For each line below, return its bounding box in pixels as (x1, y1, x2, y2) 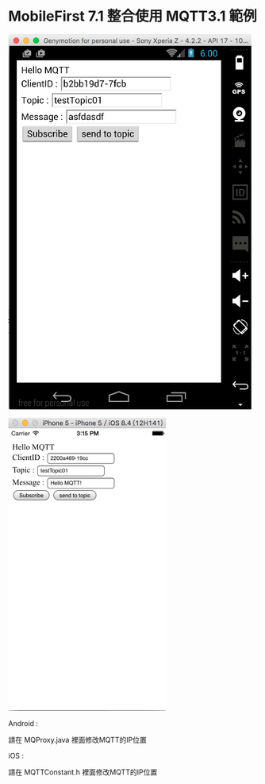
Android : (8, 718, 38, 728)
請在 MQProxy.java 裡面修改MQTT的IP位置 (8, 735, 147, 744)
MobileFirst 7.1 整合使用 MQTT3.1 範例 (8, 7, 258, 25)
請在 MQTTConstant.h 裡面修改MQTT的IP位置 (8, 767, 158, 777)
